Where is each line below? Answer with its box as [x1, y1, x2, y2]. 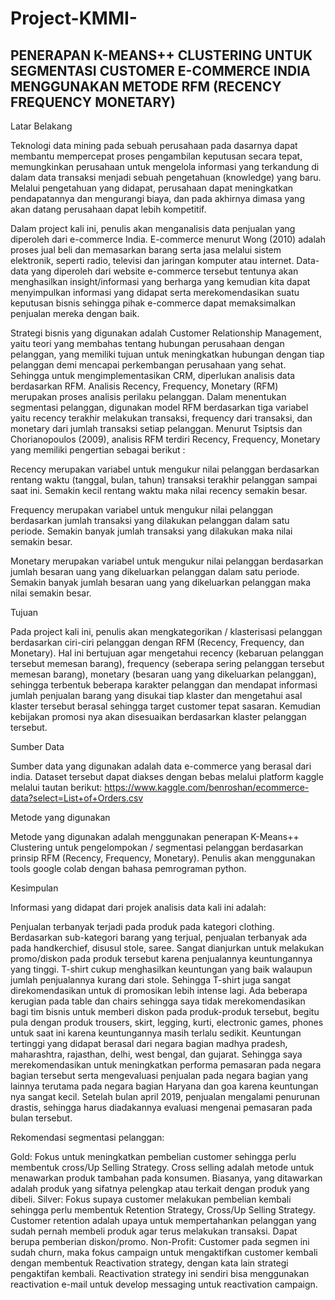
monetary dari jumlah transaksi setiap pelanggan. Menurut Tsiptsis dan [10, 423, 303, 434]
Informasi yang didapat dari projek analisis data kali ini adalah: [10, 902, 267, 913]
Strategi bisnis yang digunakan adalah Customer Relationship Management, [10, 327, 322, 339]
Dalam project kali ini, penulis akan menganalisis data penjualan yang [10, 223, 296, 234]
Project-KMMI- [10, 7, 138, 30]
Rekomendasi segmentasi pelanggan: [10, 1132, 165, 1143]
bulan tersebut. [10, 1112, 73, 1124]
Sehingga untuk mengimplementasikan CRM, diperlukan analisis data [10, 370, 296, 381]
